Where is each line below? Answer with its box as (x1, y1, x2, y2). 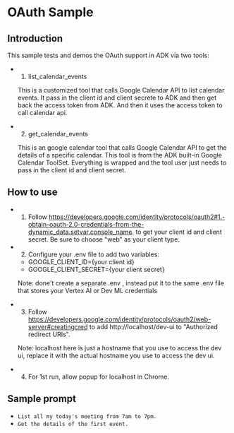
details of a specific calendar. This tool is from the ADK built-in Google (17, 151, 222, 159)
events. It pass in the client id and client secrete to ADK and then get (17, 93, 217, 102)
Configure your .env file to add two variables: (27, 250, 160, 259)
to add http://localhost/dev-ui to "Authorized (89, 322, 218, 331)
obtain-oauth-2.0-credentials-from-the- (27, 220, 144, 228)
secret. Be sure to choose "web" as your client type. (27, 235, 180, 244)
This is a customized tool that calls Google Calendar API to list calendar (17, 86, 225, 94)
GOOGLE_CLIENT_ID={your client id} (27, 257, 135, 266)
